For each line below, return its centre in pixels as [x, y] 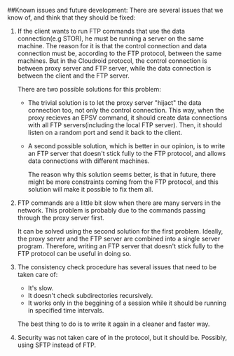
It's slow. [41, 288]
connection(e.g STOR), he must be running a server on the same [111, 38]
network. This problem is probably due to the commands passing [111, 210]
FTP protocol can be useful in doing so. [74, 254]
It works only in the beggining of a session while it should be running [127, 303]
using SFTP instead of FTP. [57, 345]
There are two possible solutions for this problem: [89, 89]
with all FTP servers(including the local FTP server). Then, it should [125, 125]
